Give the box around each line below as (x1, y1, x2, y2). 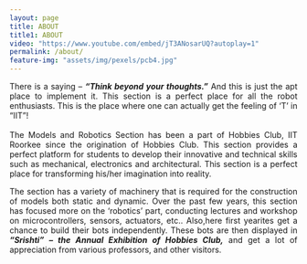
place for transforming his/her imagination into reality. (9, 168, 212, 179)
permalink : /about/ (9, 48, 84, 57)
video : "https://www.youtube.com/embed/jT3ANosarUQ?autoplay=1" (9, 38, 259, 48)
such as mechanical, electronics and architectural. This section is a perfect (9, 159, 298, 169)
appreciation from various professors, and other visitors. (9, 244, 222, 255)
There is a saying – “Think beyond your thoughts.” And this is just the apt (9, 81, 298, 91)
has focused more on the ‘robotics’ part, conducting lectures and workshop (9, 206, 298, 216)
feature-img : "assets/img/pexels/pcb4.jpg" (9, 56, 178, 65)
